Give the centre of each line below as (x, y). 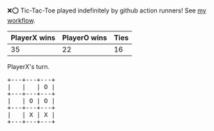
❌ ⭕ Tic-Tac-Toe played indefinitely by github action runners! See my (107, 10)
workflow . (21, 21)
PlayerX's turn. (29, 67)
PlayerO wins (85, 38)
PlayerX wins (33, 38)
